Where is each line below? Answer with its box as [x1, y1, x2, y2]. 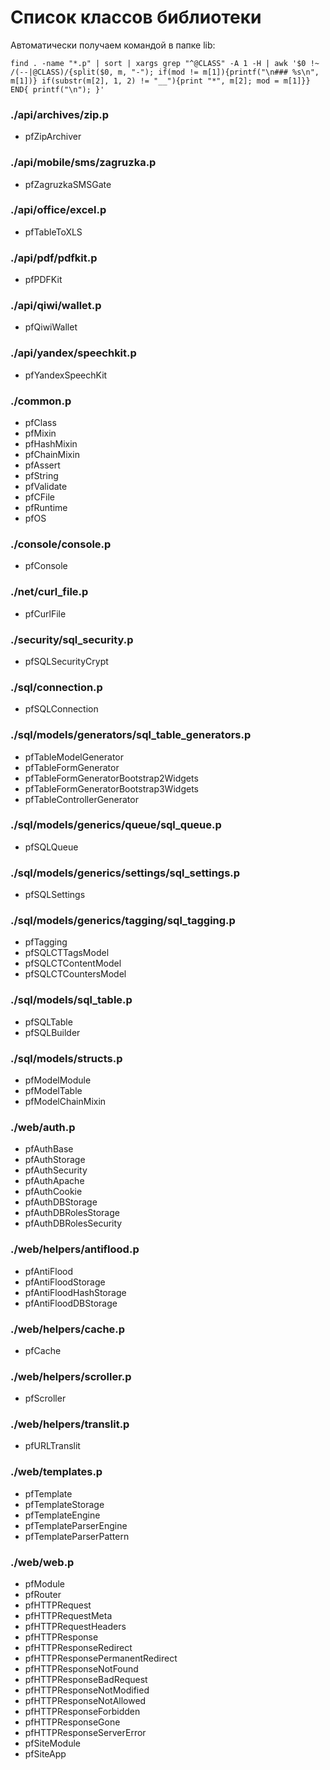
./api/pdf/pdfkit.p [10, 251, 98, 265]
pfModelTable [24, 1084, 83, 1096]
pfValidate [24, 481, 68, 493]
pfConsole [24, 560, 68, 572]
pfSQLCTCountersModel [24, 968, 127, 980]
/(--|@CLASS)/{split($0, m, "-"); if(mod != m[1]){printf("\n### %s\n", [10, 67, 320, 77]
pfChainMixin [24, 449, 80, 461]
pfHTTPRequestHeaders [24, 1621, 127, 1633]
